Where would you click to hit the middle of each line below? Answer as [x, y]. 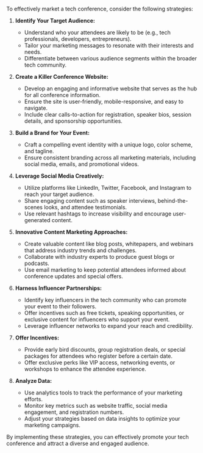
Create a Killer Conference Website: [62, 77]
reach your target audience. [59, 194]
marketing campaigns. [52, 425]
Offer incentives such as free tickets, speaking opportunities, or [104, 313]
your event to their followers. [60, 306]
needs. [33, 52]
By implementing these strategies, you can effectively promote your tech [98, 437]
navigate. [36, 108]
